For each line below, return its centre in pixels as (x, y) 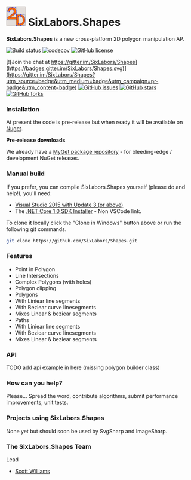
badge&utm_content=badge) (41, 87)
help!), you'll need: (29, 193)
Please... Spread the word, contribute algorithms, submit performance (92, 396)
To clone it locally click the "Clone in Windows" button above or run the (94, 223)
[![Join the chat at (28, 62)
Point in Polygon (35, 269)
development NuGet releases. (43, 158)
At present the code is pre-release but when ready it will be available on (95, 122)
